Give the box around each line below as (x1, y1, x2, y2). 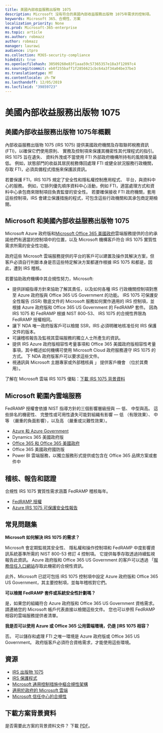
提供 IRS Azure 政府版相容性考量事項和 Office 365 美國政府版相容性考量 (12, 341, 156, 347)
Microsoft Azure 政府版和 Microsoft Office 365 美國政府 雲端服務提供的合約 (5, 231, 154, 237)
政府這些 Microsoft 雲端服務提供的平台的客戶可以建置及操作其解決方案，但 (5, 253, 155, 259)
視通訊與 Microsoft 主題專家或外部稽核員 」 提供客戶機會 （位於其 (12, 360, 145, 366)
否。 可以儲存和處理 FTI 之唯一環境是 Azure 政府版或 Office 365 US (5, 633, 140, 639)
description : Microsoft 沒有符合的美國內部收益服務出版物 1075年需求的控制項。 (5, 12, 153, 17)
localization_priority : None (5, 21, 64, 26)
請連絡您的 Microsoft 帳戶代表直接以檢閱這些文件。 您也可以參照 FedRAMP (5, 606, 155, 612)
